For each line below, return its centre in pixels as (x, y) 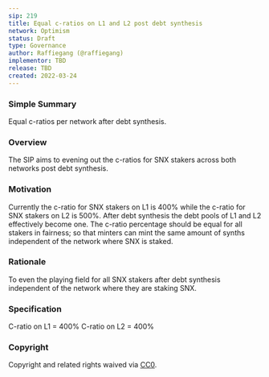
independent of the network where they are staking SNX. (102, 288)
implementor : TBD (37, 61)
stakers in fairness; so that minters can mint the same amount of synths (126, 232)
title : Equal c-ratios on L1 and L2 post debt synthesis (106, 23)
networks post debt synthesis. (58, 168)
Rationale (27, 262)
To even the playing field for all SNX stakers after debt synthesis (114, 280)
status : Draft (32, 38)
